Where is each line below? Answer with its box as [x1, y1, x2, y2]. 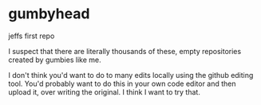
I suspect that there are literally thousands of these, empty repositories [8, 46, 242, 56]
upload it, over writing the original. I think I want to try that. [8, 87, 201, 96]
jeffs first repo [8, 31, 55, 41]
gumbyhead [8, 5, 90, 23]
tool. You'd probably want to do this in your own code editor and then [8, 79, 237, 88]
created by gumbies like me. [8, 55, 101, 64]
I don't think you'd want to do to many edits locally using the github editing [8, 70, 254, 80]
